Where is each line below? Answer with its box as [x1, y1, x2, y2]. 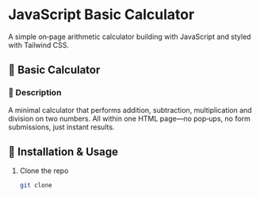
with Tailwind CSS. [8, 40, 70, 49]
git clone [19, 181, 53, 190]
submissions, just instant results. [8, 122, 115, 132]
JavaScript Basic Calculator [8, 6, 195, 24]
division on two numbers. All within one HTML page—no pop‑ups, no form [8, 114, 251, 123]
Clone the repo [19, 166, 69, 176]
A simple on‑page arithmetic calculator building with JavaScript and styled [8, 32, 251, 41]
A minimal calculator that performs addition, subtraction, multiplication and [8, 105, 252, 114]
